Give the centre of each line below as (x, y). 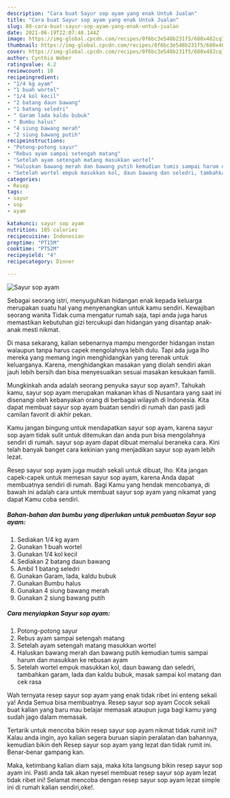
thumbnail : (23, 45)
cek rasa (29, 681)
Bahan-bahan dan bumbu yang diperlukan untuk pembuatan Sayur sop (112, 515)
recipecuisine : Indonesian (46, 236)
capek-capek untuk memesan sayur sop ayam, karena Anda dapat (101, 477)
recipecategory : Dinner (41, 262)
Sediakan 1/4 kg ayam (48, 540)
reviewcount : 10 (30, 71)
